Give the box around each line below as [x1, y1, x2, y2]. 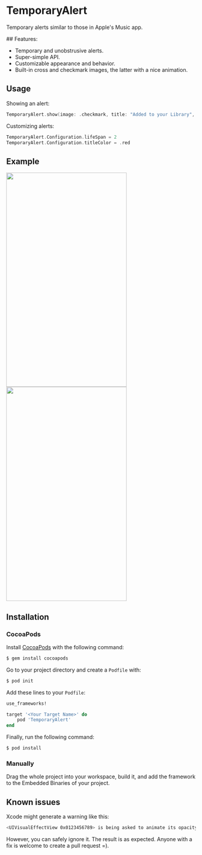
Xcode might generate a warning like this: [6, 813, 109, 821]
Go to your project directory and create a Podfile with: [6, 666, 141, 673]
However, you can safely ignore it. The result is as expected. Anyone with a [6, 835, 192, 842]
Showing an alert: [6, 100, 50, 107]
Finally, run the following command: [6, 734, 94, 741]
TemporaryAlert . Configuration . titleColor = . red [6, 139, 130, 145]
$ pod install [6, 745, 42, 751]
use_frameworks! [6, 701, 47, 707]
